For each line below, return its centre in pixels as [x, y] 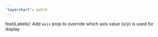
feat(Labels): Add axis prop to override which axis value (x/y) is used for [79, 24]
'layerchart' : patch [27, 10]
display [12, 29]
